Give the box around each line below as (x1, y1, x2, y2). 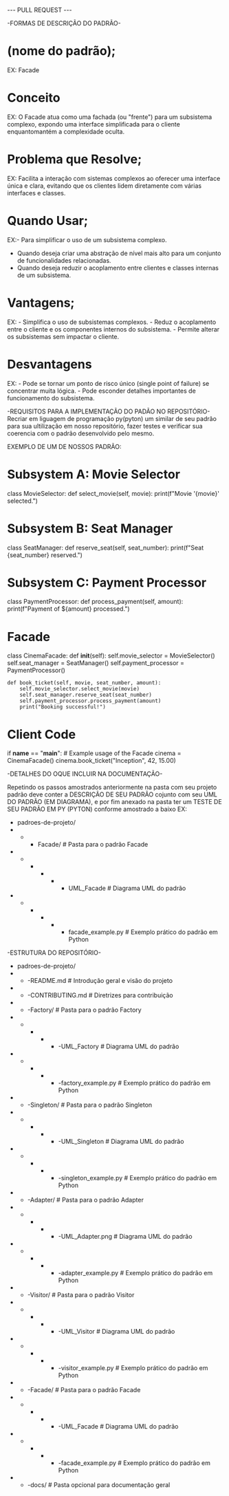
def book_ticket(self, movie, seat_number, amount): (7, 680, 162, 686)
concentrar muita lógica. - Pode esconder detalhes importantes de (7, 387, 196, 395)
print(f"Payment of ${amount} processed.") (7, 605, 130, 613)
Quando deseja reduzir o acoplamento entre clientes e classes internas (17, 263, 219, 272)
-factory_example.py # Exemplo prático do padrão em (58, 1079, 211, 1087)
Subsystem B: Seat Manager (7, 521, 173, 536)
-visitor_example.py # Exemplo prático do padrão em (58, 1364, 208, 1372)
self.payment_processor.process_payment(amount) (19, 697, 162, 704)
